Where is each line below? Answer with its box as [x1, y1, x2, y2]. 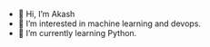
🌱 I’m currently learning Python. [17, 28, 137, 38]
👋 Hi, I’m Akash [17, 9, 75, 19]
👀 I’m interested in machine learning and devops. [17, 18, 202, 29]
